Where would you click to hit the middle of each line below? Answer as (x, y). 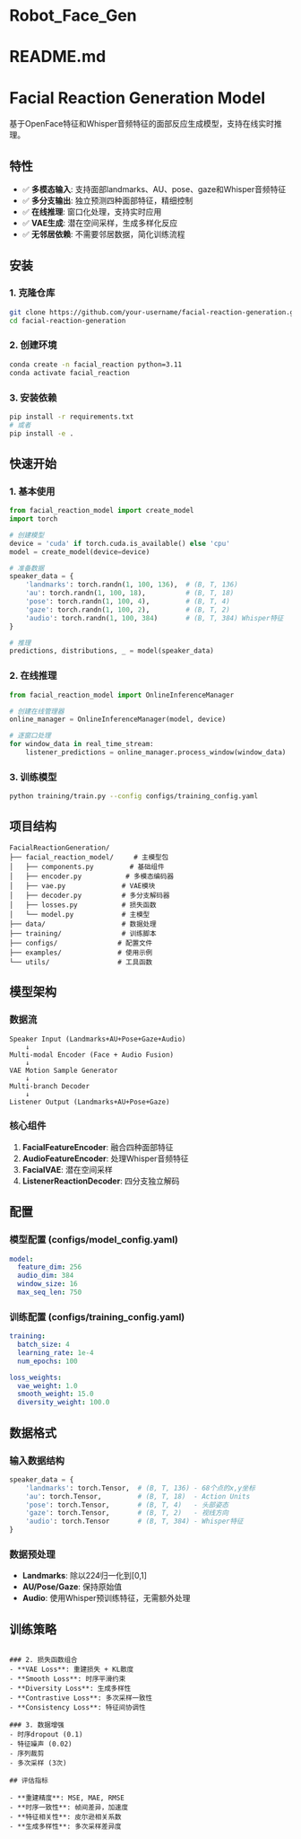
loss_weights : (36, 1377)
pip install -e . (42, 433)
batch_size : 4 (43, 1345)
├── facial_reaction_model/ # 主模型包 (89, 857)
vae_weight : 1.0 (47, 1386)
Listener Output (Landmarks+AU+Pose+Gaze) (90, 1102)
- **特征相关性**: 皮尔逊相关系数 (65, 1817)
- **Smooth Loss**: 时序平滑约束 (68, 1679)
